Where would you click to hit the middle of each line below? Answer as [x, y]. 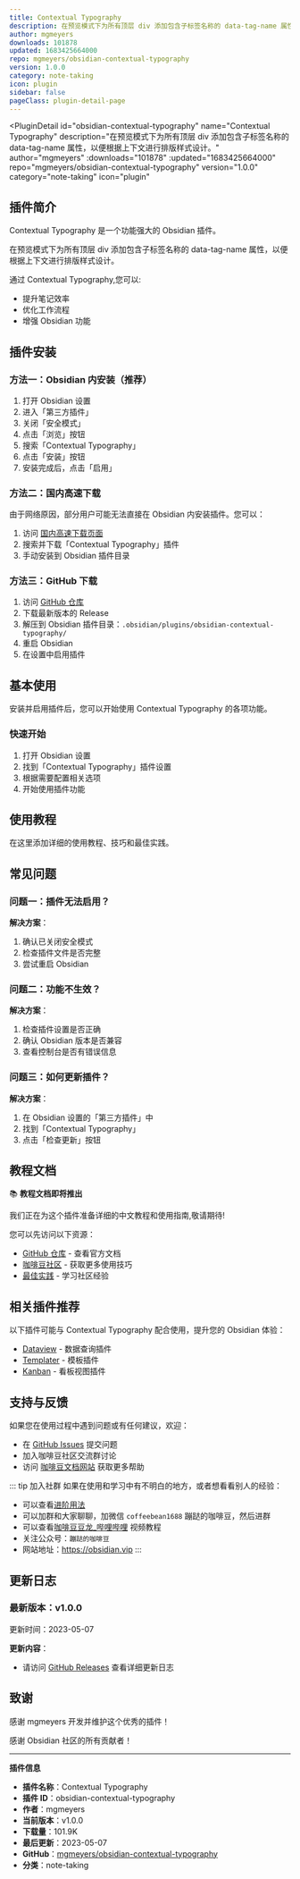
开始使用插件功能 [54, 788]
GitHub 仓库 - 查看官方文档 [71, 1253]
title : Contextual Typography [66, 17]
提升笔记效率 [46, 299]
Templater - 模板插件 [61, 1361]
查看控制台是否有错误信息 [69, 1052]
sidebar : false [37, 92]
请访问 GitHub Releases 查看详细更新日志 [98, 1667]
